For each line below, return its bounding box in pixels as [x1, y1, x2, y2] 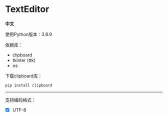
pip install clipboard [5, 82, 52, 88]
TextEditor [5, 3, 49, 15]
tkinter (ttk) [12, 57, 36, 63]
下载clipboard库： [5, 72, 42, 78]
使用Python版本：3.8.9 [5, 31, 52, 37]
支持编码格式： [5, 96, 36, 103]
